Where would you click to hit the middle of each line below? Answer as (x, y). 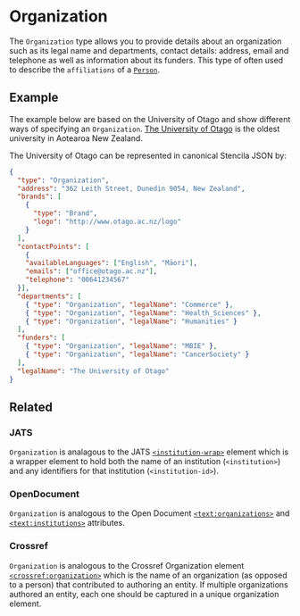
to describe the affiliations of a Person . (85, 70)
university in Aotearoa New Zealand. (76, 138)
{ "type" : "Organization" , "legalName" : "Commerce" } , (129, 304)
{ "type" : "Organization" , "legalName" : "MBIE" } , (121, 346)
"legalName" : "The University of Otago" (93, 371)
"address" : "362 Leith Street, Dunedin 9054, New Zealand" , (131, 188)
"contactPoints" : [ (54, 246)
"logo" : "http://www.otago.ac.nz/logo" (107, 221)
